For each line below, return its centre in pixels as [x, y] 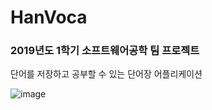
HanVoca [49, 17]
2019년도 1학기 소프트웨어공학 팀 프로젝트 [105, 51]
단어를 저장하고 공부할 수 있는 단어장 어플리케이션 [106, 74]
